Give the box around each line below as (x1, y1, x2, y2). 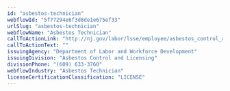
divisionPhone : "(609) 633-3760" (7, 61, 103, 68)
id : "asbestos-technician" (7, 10, 84, 17)
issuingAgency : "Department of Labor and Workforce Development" (7, 49, 197, 55)
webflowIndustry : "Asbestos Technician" (7, 67, 125, 74)
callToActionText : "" (7, 42, 69, 49)
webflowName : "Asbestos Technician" (7, 29, 112, 36)
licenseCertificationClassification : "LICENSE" (7, 73, 146, 81)
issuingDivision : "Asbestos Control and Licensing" (7, 55, 157, 62)
